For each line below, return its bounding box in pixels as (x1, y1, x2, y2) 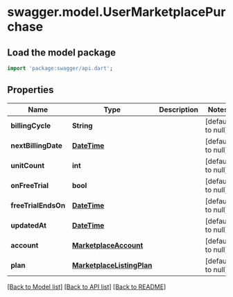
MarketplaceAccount (71, 240, 144, 250)
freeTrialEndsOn (10, 201, 66, 210)
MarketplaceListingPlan (71, 260, 153, 270)
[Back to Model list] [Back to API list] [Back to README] (7, 282, 166, 291)
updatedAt (10, 220, 47, 230)
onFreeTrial (10, 180, 49, 190)
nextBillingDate (10, 140, 62, 150)
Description (159, 105, 199, 114)
